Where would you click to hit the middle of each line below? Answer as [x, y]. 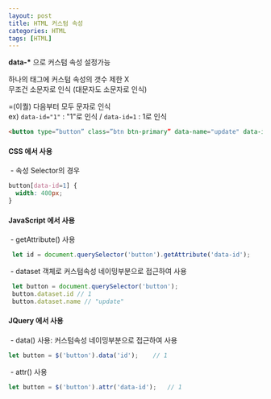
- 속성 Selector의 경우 [45, 171]
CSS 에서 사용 [30, 151]
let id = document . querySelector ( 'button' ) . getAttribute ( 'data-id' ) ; [131, 255]
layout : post [30, 16]
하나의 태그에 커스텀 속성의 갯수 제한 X [69, 79]
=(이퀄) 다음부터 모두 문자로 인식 [60, 106]
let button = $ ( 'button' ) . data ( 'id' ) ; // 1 [88, 355]
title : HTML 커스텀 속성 [46, 23]
